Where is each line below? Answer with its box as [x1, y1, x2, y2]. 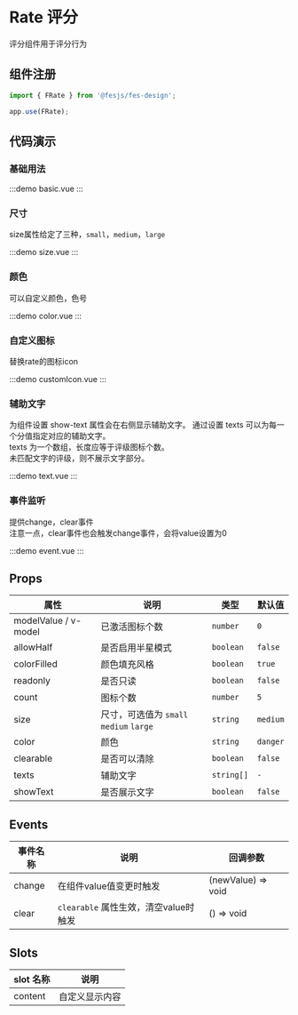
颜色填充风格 [100, 659, 155, 671]
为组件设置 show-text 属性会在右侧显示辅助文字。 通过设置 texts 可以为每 [9, 420, 278, 430]
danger [256, 737, 285, 747]
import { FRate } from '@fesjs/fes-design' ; [9, 91, 176, 100]
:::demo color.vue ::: [9, 310, 82, 321]
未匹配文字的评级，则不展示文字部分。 [9, 453, 149, 464]
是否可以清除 [100, 753, 155, 765]
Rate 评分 [9, 7, 78, 28]
